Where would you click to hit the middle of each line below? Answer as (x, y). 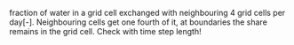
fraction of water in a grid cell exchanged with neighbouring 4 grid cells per (147, 13)
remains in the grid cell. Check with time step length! (105, 31)
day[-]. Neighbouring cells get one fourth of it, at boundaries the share (139, 22)
